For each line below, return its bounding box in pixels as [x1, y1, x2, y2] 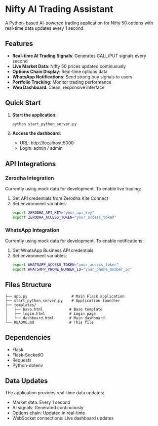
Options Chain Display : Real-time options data [12, 68, 108, 74]
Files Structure [5, 281, 52, 289]
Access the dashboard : [12, 130, 61, 136]
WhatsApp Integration [5, 227, 60, 234]
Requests [12, 357, 32, 363]
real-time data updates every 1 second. [5, 25, 85, 31]
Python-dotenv [12, 362, 43, 368]
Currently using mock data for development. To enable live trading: [5, 186, 142, 192]
